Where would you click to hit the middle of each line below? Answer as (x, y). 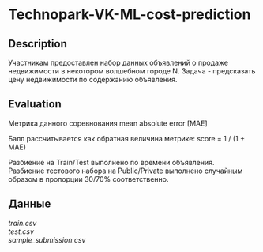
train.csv (23, 223)
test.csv (21, 231)
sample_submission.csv (47, 239)
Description (38, 44)
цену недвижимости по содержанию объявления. (93, 79)
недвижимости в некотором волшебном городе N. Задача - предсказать (132, 71)
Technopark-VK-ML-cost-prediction (130, 15)
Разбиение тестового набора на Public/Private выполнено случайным (126, 171)
